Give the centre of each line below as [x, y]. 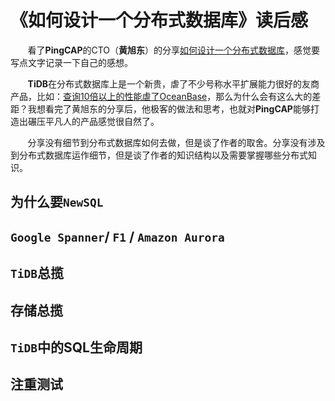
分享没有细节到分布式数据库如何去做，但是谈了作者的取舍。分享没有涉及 [176, 142]
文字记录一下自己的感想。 [80, 62]
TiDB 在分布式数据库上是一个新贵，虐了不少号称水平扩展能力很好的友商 [173, 83]
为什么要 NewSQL [57, 202]
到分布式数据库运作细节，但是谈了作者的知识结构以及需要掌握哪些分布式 [159, 155]
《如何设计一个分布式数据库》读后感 [159, 20]
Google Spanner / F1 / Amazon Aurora [117, 236]
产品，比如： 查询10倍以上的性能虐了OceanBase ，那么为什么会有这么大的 [161, 96]
